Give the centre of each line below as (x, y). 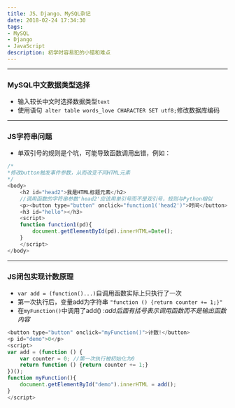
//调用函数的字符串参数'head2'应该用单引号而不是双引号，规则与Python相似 (116, 199)
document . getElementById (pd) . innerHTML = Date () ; (103, 231)
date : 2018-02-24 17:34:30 (47, 20)
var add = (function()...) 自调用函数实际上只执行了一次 (99, 293)
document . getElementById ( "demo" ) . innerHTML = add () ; (98, 385)
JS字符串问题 (30, 137)
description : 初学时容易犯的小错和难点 (59, 53)
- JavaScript (26, 46)
